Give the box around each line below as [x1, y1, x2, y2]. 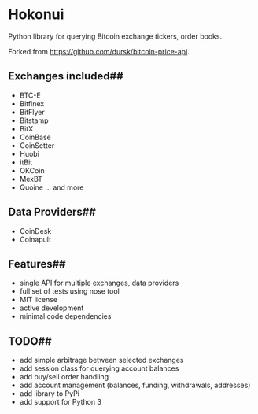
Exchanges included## [8, 69, 123, 83]
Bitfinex [19, 98, 45, 108]
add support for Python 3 [19, 397, 102, 407]
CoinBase [19, 132, 51, 142]
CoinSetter [19, 140, 55, 150]
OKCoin [19, 165, 45, 175]
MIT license [19, 295, 57, 305]
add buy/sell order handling [19, 372, 109, 382]
